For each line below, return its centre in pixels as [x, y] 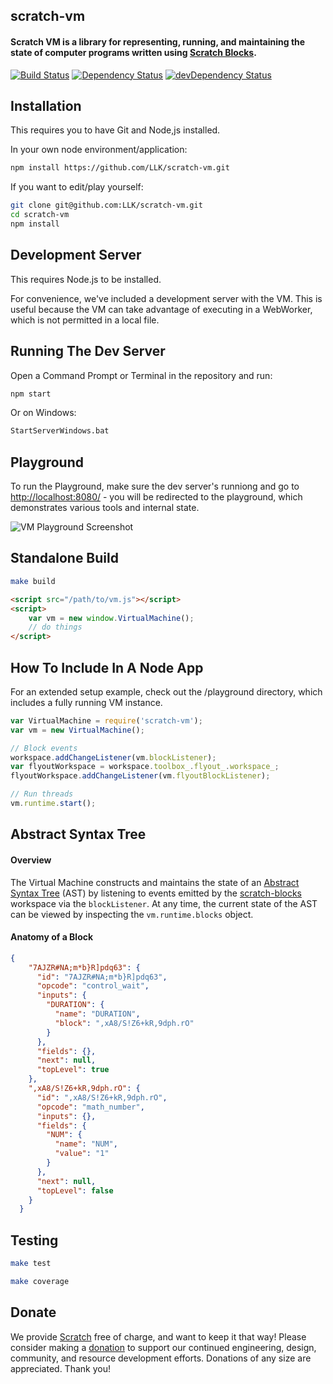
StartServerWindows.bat [60, 431]
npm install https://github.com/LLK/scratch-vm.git [120, 168]
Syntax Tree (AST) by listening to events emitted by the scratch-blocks [156, 893]
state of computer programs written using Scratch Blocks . [133, 52]
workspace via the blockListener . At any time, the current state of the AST [164, 903]
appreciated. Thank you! [60, 1368]
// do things [55, 627]
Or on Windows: [43, 413]
